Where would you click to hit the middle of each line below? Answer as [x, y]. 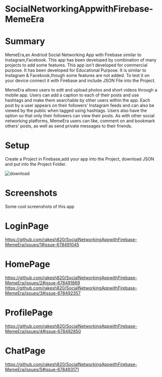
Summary [25, 41]
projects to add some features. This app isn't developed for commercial [76, 65]
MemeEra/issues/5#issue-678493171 [42, 369]
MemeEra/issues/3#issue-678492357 [43, 293]
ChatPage [25, 351]
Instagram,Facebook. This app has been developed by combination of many [81, 60]
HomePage [28, 264]
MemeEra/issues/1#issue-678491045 [42, 244]
